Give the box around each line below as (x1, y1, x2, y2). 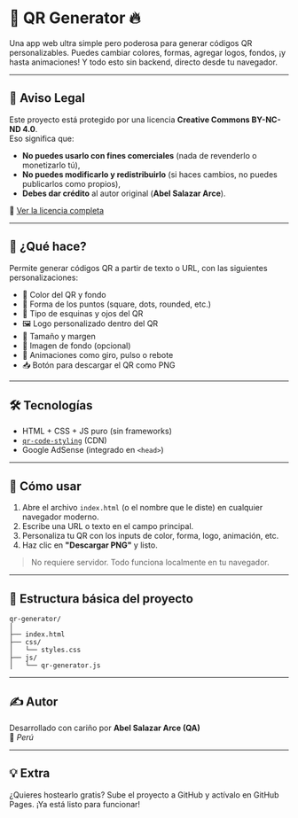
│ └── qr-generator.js (9, 661, 101, 670)
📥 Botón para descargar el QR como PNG (21, 359, 176, 370)
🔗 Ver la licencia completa (9, 205, 105, 215)
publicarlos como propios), (21, 178, 122, 189)
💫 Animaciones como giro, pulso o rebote (21, 349, 174, 360)
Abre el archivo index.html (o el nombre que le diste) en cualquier (21, 502, 263, 513)
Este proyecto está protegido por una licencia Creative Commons (9, 114, 250, 125)
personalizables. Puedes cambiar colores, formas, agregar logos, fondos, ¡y (9, 47, 286, 58)
